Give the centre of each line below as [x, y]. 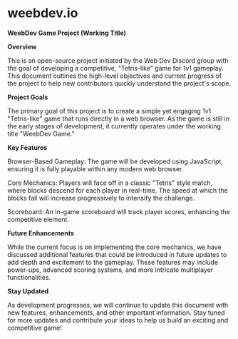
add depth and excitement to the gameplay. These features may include [113, 262]
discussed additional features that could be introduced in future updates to [117, 254]
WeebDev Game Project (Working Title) [67, 33]
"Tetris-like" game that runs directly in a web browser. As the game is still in [119, 118]
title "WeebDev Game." [41, 133]
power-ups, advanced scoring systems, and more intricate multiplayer [110, 270]
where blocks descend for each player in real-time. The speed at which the [118, 190]
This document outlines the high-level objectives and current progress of [115, 76]
